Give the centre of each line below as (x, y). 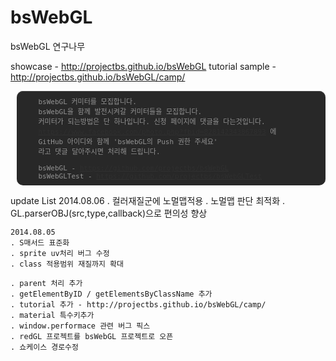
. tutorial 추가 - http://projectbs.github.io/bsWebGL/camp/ (138, 304)
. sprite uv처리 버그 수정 (60, 253)
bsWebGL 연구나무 (48, 46)
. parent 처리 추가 (46, 283)
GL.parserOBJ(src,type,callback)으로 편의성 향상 (109, 213)
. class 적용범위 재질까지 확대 (67, 264)
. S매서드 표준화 (40, 242)
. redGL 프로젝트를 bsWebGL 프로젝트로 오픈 (92, 336)
